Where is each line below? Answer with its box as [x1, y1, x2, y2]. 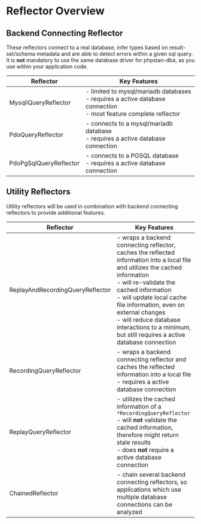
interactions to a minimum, [116, 323, 191, 331]
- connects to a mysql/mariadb [86, 120, 173, 127]
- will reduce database [116, 315, 181, 324]
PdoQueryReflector [9, 130, 64, 139]
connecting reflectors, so [116, 477, 187, 486]
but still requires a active [116, 330, 185, 339]
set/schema [6, 50, 36, 57]
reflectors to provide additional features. [6, 209, 106, 216]
